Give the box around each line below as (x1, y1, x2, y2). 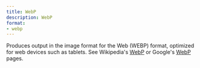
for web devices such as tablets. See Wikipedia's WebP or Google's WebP (6, 49, 192, 56)
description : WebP (6, 14, 53, 20)
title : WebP (6, 8, 36, 15)
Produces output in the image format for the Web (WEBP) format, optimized (6, 42, 195, 49)
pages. (6, 55, 24, 62)
